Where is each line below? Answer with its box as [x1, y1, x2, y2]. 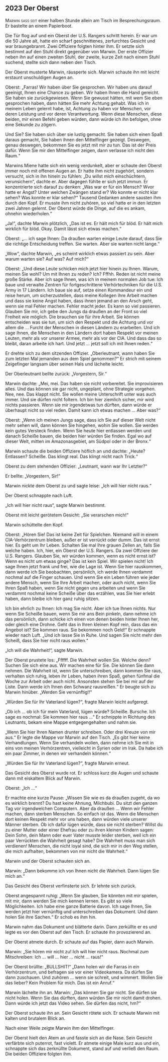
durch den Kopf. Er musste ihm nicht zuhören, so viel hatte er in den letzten [5, 200, 161, 206]
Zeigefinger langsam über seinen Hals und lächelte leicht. [5, 361, 124, 367]
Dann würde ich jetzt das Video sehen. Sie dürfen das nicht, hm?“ [5, 1000, 141, 1006]
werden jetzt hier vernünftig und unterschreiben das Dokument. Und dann [5, 908, 158, 915]
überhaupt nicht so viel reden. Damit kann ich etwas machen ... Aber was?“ [5, 407, 160, 413]
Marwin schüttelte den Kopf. [5, 521, 64, 527]
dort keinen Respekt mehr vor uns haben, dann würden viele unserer [5, 816, 147, 822]
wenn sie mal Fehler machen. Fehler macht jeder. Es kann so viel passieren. [5, 303, 161, 309]
